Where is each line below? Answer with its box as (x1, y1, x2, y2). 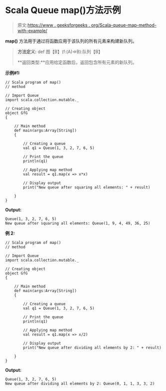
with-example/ (17, 27, 47, 33)
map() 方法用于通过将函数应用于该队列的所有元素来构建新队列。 (5, 38, 137, 44)
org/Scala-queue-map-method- (91, 22, 157, 28)
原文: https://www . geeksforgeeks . (17, 22, 90, 28)
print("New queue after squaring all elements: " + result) (23, 184, 151, 190)
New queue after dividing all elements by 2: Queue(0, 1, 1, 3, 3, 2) (5, 381, 155, 386)
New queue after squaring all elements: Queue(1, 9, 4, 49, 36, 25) (5, 220, 151, 225)
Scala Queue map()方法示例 (5, 4, 121, 16)
